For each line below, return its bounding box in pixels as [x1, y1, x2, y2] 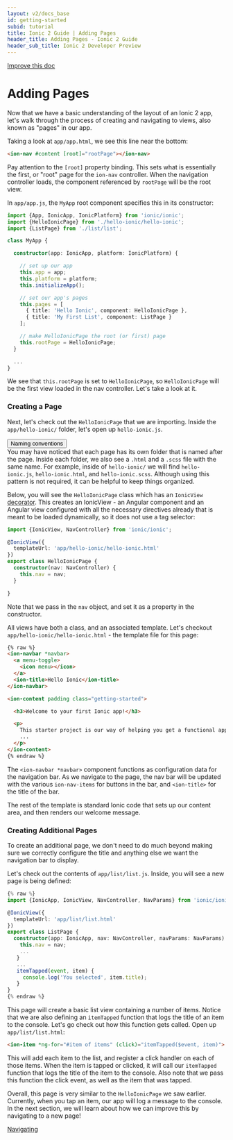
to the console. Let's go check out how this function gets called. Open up [7, 1021, 217, 1029]
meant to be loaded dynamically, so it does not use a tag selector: [7, 512, 196, 521]
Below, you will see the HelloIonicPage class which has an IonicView [7, 490, 203, 498]
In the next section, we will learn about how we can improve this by [7, 1104, 199, 1112]
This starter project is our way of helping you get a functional [19, 727, 216, 734]
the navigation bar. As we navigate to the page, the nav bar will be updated [7, 772, 221, 781]
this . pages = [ [19, 301, 64, 308]
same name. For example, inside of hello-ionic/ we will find [7, 462, 180, 471]
